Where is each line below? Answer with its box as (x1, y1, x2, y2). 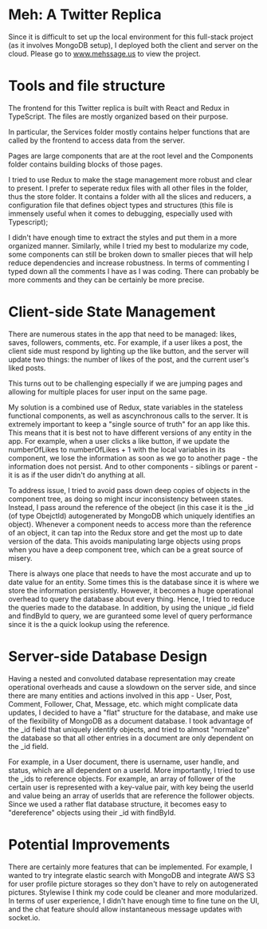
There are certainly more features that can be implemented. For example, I (8, 862, 253, 872)
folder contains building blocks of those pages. (8, 159, 163, 169)
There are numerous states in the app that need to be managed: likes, (8, 329, 238, 339)
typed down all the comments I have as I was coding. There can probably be (8, 266, 260, 276)
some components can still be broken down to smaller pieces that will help (8, 249, 253, 259)
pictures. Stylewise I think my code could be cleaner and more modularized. (8, 887, 258, 897)
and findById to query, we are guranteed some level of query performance (8, 611, 253, 621)
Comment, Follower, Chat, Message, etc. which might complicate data (8, 699, 238, 708)
